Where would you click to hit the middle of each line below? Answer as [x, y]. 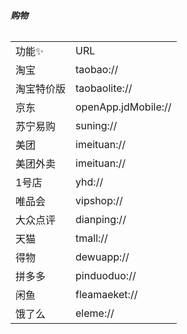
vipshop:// [99, 201]
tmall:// [91, 238]
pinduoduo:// [106, 276]
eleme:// [95, 313]
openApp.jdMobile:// [123, 107]
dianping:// [101, 220]
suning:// [96, 126]
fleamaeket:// [106, 295]
